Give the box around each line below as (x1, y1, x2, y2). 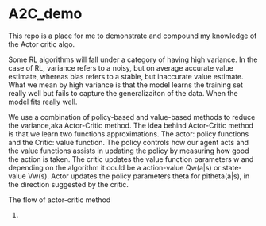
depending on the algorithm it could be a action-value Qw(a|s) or (8, 163, 221, 172)
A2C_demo (8, 5, 83, 23)
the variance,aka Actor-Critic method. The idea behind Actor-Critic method (8, 121, 254, 130)
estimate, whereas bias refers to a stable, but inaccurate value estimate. (8, 71, 244, 81)
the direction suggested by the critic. (8, 179, 129, 189)
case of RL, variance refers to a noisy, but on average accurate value (8, 63, 234, 72)
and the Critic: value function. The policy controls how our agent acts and (8, 137, 249, 147)
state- (222, 163, 242, 172)
